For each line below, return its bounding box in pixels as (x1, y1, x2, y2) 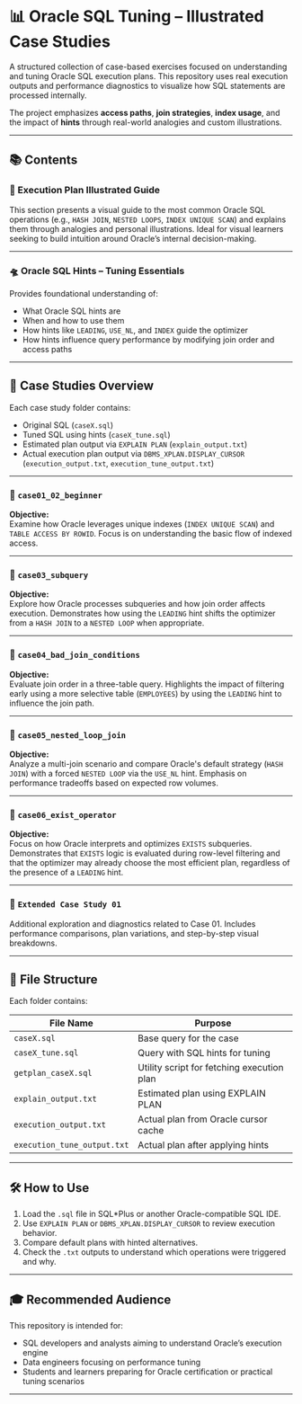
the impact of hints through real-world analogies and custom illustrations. (9, 117, 282, 128)
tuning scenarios (22, 1375, 85, 1386)
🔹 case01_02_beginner (9, 488, 103, 501)
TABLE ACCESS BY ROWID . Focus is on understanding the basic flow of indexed (9, 529, 292, 539)
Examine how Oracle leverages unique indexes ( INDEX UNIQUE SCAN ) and (9, 519, 275, 529)
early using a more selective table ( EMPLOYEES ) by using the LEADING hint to (9, 688, 282, 698)
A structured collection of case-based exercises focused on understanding (9, 61, 288, 72)
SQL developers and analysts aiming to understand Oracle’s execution (22, 1337, 282, 1348)
